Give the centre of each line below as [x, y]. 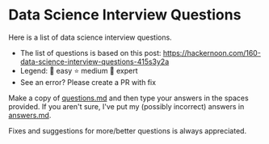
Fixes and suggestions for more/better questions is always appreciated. [128, 130]
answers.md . [30, 115]
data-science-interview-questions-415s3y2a [95, 61]
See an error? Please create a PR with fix [88, 82]
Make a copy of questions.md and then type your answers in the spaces [128, 98]
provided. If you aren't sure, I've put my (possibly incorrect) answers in [126, 106]
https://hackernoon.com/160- [212, 53]
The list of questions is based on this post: [90, 53]
